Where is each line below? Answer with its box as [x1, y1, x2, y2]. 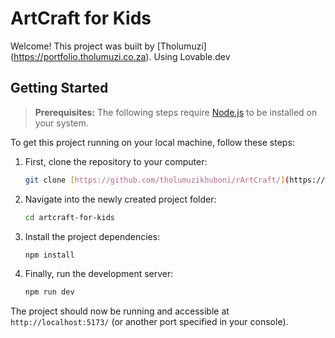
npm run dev [24, 287, 75, 297]
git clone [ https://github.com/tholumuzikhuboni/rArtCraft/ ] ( [24, 175, 290, 185]
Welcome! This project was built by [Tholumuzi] [10, 40, 207, 52]
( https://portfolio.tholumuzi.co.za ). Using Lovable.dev [10, 50, 231, 62]
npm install [24, 250, 75, 260]
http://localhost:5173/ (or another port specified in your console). [10, 316, 289, 328]
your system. [34, 117, 89, 129]
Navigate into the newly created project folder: [24, 193, 217, 205]
